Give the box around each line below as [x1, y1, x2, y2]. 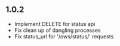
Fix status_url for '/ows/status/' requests [14, 32, 114, 40]
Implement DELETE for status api [14, 20, 96, 27]
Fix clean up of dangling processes [14, 27, 101, 34]
